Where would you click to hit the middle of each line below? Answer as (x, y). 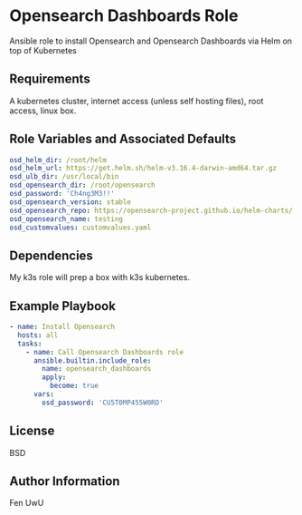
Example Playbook (62, 306)
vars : (43, 394)
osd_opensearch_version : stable (70, 202)
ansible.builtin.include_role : (92, 360)
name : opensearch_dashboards (97, 369)
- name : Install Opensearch (62, 327)
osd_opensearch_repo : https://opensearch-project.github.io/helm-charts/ (151, 210)
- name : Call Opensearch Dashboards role (104, 352)
